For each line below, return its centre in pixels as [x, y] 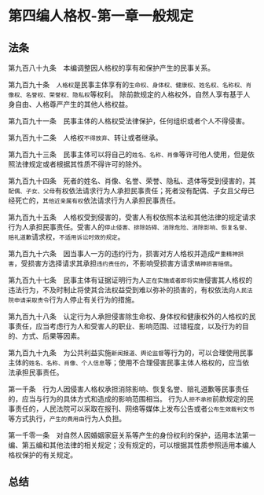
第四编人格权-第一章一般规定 [101, 16]
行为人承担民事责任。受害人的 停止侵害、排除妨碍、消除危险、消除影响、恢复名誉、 [130, 227]
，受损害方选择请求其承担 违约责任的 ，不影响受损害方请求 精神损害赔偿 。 [125, 263]
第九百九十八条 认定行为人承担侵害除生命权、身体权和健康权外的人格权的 [128, 316]
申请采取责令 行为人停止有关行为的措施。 [76, 300]
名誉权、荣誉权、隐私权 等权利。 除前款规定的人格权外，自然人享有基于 [134, 94]
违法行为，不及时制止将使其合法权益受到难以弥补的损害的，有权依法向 [122, 290]
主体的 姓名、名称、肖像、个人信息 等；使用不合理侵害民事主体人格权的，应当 [125, 363]
